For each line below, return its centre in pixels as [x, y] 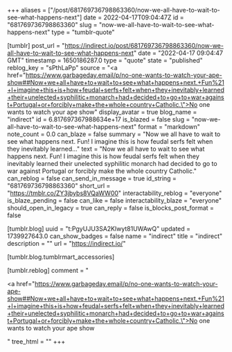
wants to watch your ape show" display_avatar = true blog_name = [102, 112]
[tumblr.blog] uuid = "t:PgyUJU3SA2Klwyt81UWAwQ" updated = [99, 229]
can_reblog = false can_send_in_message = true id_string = [92, 178]
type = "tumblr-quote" [83, 32]
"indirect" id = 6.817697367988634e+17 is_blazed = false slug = [99, 119]
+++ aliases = [27, 10]
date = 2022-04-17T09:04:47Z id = [134, 17]
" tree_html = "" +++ [36, 342]
